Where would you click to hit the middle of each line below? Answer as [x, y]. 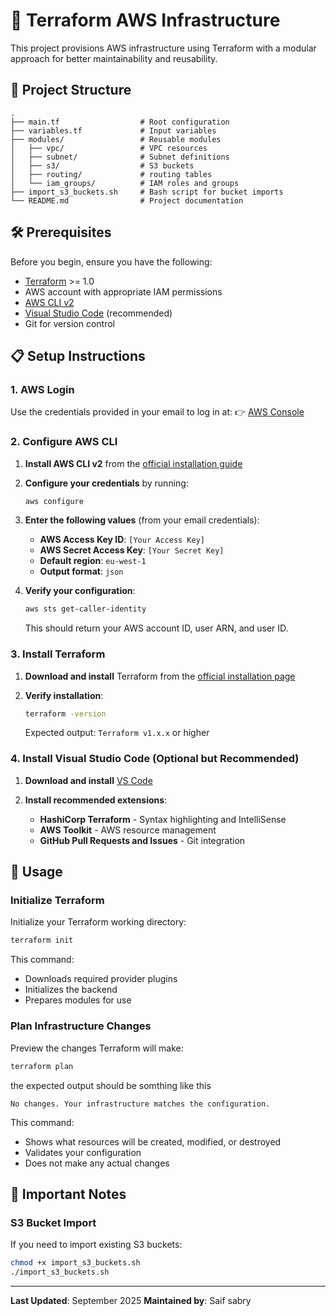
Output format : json [81, 571]
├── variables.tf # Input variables [113, 130]
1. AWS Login [42, 389]
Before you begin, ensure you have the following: [111, 261]
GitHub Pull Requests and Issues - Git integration [142, 840]
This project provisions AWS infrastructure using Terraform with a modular [163, 48]
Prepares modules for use [78, 1000]
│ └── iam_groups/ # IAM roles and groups [125, 183]
